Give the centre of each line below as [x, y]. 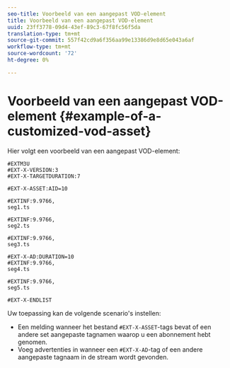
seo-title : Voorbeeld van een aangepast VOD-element [87, 14]
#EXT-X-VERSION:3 [33, 170]
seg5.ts [19, 287]
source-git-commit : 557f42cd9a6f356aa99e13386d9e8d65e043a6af [101, 40]
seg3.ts [19, 244]
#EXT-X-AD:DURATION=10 [41, 257]
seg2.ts [19, 226]
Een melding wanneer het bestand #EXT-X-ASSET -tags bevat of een [114, 327]
